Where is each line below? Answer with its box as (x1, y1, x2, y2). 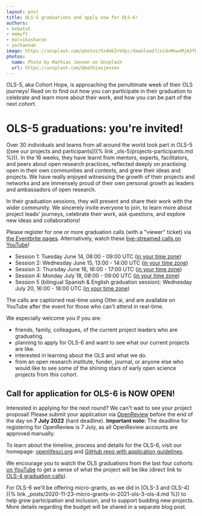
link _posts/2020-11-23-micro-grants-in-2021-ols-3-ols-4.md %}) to (17, 491, 186, 498)
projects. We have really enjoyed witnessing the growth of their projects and (6, 173, 195, 180)
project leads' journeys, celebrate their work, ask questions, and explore (6, 210, 185, 218)
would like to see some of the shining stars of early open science (14, 364, 177, 372)
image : (6, 48, 23, 54)
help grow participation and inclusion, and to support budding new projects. (6, 497, 194, 504)
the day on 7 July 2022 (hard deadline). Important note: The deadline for (6, 417, 188, 425)
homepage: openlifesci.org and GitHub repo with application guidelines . (6, 448, 185, 455)
